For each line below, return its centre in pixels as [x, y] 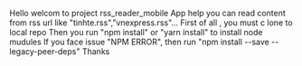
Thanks [96, 52]
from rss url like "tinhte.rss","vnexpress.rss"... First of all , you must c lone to [151, 23]
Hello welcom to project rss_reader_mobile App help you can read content [148, 13]
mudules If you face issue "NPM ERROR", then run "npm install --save [139, 42]
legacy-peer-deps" [45, 52]
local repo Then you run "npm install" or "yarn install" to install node [136, 32]
